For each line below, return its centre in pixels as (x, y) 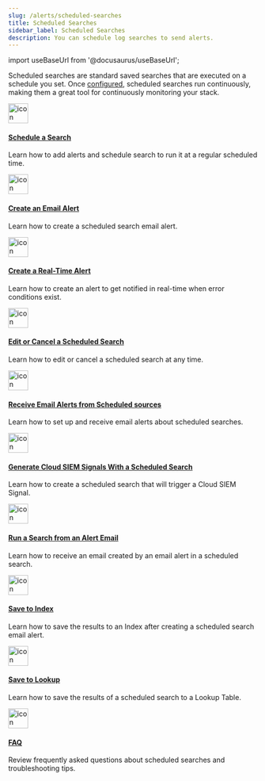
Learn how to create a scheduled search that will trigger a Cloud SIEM (122, 484)
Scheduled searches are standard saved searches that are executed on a (127, 75)
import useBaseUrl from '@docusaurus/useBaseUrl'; (94, 60)
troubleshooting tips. (42, 768)
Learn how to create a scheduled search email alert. (93, 226)
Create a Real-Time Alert (49, 271)
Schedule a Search (40, 137)
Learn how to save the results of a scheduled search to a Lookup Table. (125, 698)
